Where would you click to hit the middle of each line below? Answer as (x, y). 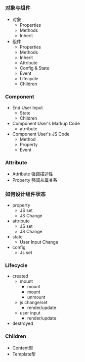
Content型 (23, 348)
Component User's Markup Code (46, 123)
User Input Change (39, 242)
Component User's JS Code (41, 134)
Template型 (24, 354)
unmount (36, 297)
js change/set (34, 303)
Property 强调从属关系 (35, 180)
